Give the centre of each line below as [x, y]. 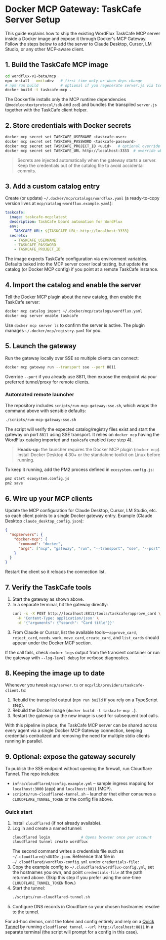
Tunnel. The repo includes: [32, 774]
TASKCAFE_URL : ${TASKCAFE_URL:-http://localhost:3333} [72, 231]
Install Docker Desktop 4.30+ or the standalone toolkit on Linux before [89, 455]
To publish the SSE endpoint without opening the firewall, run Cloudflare [79, 769]
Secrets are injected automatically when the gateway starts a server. [87, 160]
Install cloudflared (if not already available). [57, 823]
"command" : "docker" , [41, 544]
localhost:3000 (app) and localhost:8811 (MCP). [62, 789]
